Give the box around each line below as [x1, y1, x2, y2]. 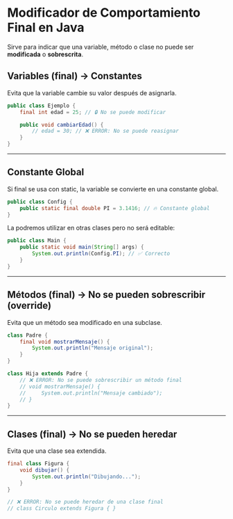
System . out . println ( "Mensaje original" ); [32, 344, 154, 352]
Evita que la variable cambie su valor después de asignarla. [7, 88, 177, 97]
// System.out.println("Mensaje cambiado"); [19, 390, 163, 397]
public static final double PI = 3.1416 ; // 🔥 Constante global [19, 205, 210, 211]
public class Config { [7, 198, 73, 205]
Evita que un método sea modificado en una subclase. [7, 318, 163, 326]
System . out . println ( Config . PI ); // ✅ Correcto [32, 250, 171, 257]
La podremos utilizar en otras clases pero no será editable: [7, 224, 175, 232]
